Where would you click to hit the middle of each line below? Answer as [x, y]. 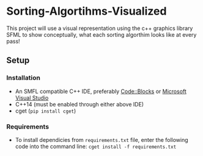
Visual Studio [32, 98]
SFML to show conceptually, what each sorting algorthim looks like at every [102, 34]
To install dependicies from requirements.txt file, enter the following [102, 139]
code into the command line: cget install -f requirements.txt [96, 146]
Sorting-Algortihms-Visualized [87, 11]
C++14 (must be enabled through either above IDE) [79, 104]
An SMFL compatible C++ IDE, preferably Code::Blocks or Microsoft [101, 91]
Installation [24, 78]
